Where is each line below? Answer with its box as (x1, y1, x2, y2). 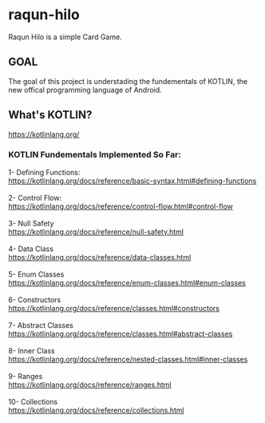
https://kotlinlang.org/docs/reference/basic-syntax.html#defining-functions (8, 176, 257, 186)
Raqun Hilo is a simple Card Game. (8, 32, 122, 42)
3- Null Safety (8, 218, 54, 228)
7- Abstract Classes (8, 320, 73, 329)
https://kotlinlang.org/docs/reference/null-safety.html (8, 226, 184, 237)
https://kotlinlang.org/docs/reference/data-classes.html (8, 252, 192, 261)
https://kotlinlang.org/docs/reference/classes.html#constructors (8, 303, 220, 313)
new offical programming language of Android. (8, 85, 162, 94)
